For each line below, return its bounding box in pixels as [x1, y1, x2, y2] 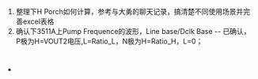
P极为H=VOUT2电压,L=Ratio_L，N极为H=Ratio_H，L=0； [15, 36, 203, 46]
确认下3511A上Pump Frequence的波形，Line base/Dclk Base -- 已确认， [15, 27, 251, 36]
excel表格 [22, 17, 55, 26]
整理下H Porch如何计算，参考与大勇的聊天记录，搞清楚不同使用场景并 [15, 7, 244, 16]
